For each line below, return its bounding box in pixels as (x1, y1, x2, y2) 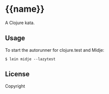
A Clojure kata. (5, 20, 35, 26)
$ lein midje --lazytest (5, 57, 56, 62)
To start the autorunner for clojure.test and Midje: (5, 47, 104, 53)
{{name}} (5, 3, 45, 15)
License (5, 70, 30, 78)
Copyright (5, 83, 25, 89)
